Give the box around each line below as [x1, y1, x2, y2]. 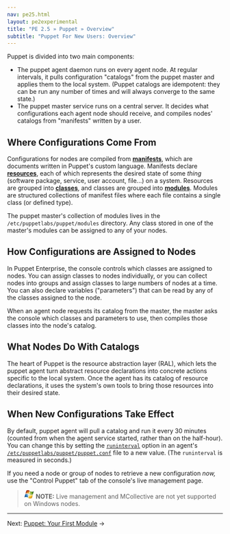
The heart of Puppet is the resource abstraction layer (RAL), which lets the [7, 359, 217, 367]
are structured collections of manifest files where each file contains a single [7, 191, 221, 199]
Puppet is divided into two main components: [7, 52, 135, 61]
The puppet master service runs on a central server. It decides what [16, 102, 209, 110]
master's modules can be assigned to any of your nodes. [7, 226, 168, 234]
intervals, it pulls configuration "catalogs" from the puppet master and [16, 73, 215, 82]
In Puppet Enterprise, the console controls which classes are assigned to [7, 264, 213, 272]
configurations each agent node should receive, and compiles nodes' [16, 110, 213, 118]
